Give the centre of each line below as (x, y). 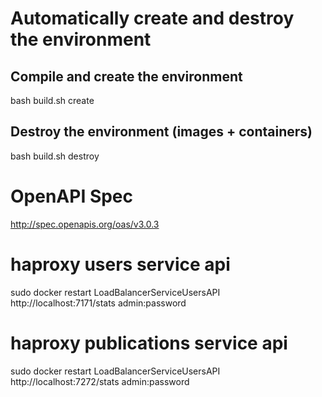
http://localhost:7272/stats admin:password (100, 381)
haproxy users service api (120, 264)
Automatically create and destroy (152, 18)
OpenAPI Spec (72, 196)
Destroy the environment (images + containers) (161, 132)
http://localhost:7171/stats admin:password (98, 303)
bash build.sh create (52, 100)
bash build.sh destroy (55, 156)
